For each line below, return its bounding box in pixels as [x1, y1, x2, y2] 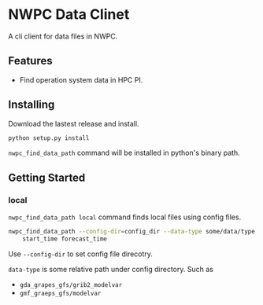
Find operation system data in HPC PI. [19, 75, 143, 84]
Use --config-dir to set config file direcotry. [8, 249, 154, 259]
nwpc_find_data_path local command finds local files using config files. [8, 212, 242, 222]
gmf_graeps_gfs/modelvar [19, 289, 102, 297]
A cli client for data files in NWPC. [8, 31, 118, 41]
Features [8, 54, 53, 68]
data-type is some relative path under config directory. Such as [8, 264, 214, 274]
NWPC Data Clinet [8, 6, 130, 24]
